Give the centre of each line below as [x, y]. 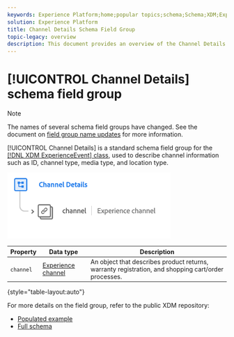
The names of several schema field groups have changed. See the [102, 127]
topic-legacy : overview [42, 37]
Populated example [45, 319]
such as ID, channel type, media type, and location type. [88, 163]
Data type [63, 251]
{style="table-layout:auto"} [46, 292]
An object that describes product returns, [149, 262]
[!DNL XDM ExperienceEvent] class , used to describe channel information [113, 155]
